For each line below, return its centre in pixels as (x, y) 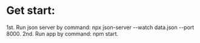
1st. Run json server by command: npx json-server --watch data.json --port (100, 27)
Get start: (31, 11)
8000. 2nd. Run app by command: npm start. (62, 33)
